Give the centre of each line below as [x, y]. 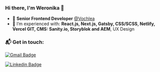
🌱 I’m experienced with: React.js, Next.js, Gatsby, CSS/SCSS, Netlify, [84, 24]
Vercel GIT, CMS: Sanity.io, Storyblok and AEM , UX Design [73, 29]
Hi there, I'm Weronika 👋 [35, 8]
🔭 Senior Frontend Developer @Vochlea [53, 19]
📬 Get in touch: [25, 42]
